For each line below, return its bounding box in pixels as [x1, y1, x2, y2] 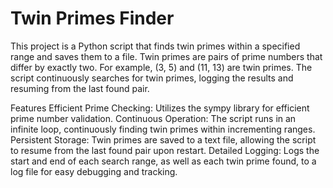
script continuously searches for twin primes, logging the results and [10, 72, 294, 84]
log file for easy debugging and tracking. [10, 165, 178, 177]
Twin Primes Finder [10, 7, 175, 30]
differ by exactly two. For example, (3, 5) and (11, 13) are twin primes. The [10, 61, 313, 73]
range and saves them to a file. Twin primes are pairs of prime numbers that [10, 50, 323, 62]
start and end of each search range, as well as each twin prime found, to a [10, 155, 317, 167]
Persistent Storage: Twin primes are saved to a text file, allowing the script [10, 133, 317, 146]
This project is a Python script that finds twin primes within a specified [10, 40, 301, 52]
